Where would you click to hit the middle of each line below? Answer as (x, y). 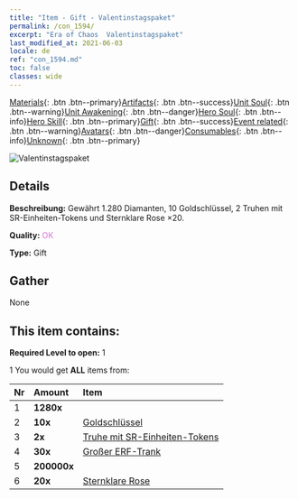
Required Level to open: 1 (57, 353)
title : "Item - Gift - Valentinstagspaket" (93, 18)
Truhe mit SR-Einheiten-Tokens (151, 437)
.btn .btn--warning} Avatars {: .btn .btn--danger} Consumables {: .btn (134, 131)
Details (29, 186)
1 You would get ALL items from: (70, 370)
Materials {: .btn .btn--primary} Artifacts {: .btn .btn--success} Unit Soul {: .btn (150, 102)
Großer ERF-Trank (122, 452)
